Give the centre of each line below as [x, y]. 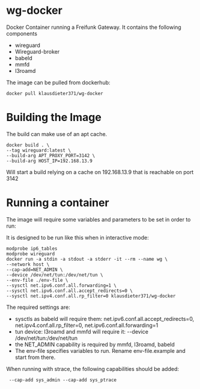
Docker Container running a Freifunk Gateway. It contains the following [94, 27]
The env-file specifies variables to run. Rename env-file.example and [100, 350]
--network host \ [28, 264]
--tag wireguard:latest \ [38, 150]
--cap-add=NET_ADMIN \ [35, 269]
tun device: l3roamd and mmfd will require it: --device [82, 331]
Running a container [58, 203]
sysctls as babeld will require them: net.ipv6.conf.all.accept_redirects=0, [105, 319]
